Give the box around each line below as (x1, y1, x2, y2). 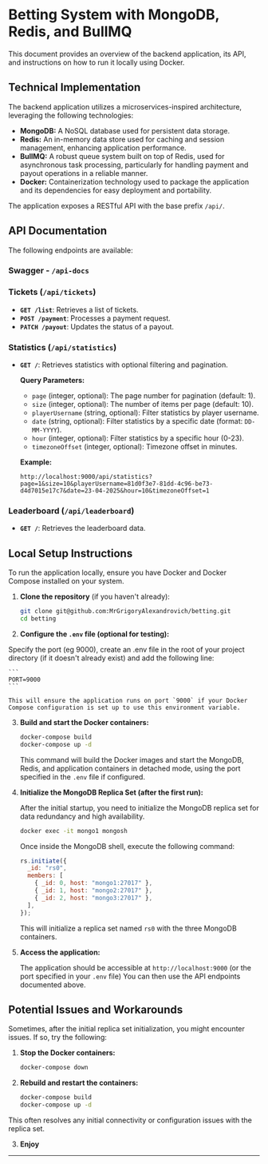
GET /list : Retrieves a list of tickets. (19, 305, 139, 314)
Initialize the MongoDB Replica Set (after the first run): (19, 787, 203, 797)
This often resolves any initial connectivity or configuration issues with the (8, 1115, 253, 1125)
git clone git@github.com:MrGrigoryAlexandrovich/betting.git (19, 608, 231, 616)
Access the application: (19, 947, 101, 957)
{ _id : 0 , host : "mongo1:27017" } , (34, 879, 153, 887)
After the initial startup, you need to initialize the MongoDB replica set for (19, 803, 259, 812)
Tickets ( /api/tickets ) (8, 286, 97, 297)
